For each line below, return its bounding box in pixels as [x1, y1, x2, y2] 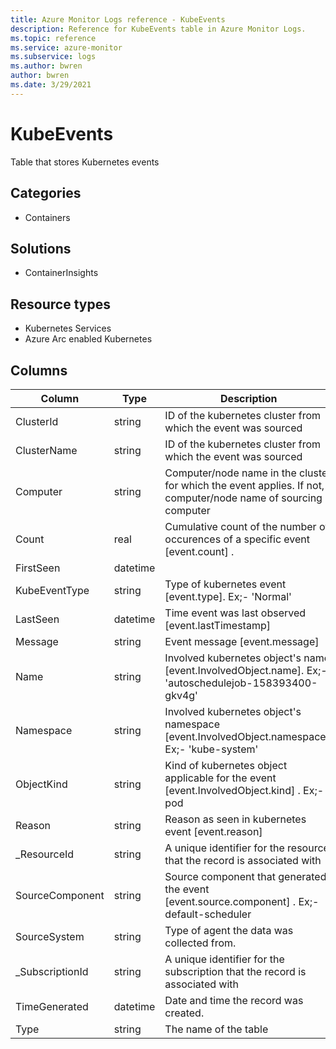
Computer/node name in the [164, 466, 297, 480]
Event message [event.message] [164, 634, 320, 648]
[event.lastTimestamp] [164, 618, 271, 632]
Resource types [10, 296, 111, 313]
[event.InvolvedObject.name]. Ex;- [164, 663, 328, 677]
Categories [10, 185, 82, 202]
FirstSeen [15, 561, 61, 575]
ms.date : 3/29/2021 [10, 80, 92, 90]
